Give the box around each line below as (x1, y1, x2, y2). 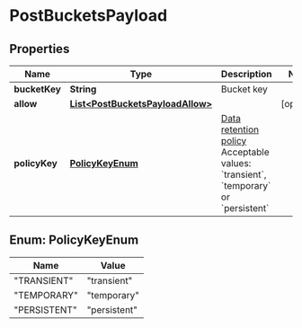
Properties (9, 41, 70, 57)
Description (220, 68, 272, 80)
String (69, 83, 97, 95)
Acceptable (220, 146, 270, 158)
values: (220, 157, 252, 169)
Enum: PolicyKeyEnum (9, 233, 139, 248)
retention (220, 123, 259, 136)
